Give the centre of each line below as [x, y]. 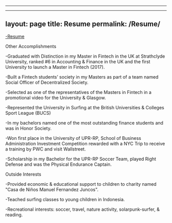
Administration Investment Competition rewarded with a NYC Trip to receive [85, 143]
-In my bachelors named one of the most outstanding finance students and [84, 122]
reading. [14, 214]
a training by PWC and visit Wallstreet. [46, 149]
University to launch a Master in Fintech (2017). [55, 67]
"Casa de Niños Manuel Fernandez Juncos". [52, 189]
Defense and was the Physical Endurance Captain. [59, 164]
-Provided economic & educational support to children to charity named [81, 184]
